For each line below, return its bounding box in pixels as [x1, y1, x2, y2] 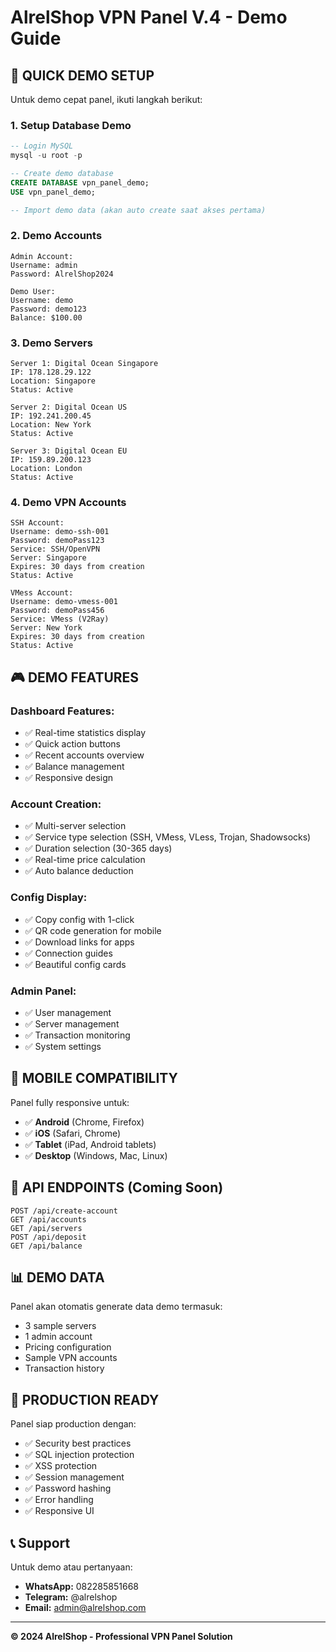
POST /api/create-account [10, 1206, 118, 1216]
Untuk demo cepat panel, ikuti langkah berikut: [10, 94, 203, 105]
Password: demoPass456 [10, 606, 105, 616]
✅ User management [24, 1007, 112, 1019]
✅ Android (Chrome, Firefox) [24, 1116, 145, 1128]
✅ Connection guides [24, 947, 113, 959]
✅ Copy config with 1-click [24, 913, 135, 925]
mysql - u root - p [10, 151, 83, 161]
